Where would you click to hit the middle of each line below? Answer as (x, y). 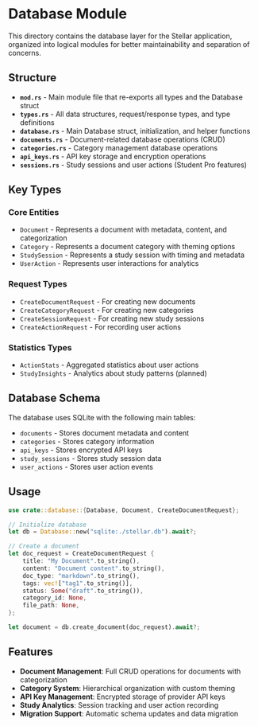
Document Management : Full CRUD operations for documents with (130, 671)
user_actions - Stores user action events (86, 466)
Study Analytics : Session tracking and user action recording (119, 705)
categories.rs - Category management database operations (119, 147)
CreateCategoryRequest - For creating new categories (107, 310)
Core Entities (34, 213)
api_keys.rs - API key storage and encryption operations (113, 156)
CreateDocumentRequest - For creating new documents (108, 301)
